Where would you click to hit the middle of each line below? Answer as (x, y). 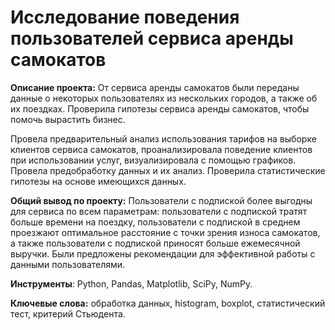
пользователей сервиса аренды (152, 38)
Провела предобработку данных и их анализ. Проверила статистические (168, 170)
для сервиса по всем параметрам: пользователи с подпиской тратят (159, 211)
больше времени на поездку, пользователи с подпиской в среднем (155, 222)
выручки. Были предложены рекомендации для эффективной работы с (163, 253)
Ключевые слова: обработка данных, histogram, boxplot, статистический (168, 303)
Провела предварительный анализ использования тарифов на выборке (163, 138)
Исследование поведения (125, 17)
